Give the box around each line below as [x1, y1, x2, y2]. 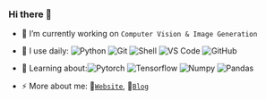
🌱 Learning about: [21, 62, 88, 74]
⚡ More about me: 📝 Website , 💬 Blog [21, 80, 150, 92]
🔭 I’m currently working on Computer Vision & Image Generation [21, 29, 258, 39]
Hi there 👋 [8, 8, 53, 21]
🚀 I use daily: [21, 46, 69, 56]
